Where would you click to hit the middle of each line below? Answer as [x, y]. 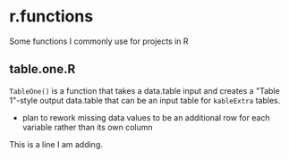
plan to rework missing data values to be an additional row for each [146, 117]
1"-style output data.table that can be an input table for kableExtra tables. [145, 100]
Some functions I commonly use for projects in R [99, 41]
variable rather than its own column [88, 127]
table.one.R [42, 69]
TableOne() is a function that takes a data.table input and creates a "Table [144, 90]
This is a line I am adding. [56, 144]
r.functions [51, 17]
